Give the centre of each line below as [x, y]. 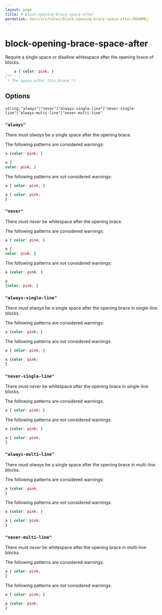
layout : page [19, 10]
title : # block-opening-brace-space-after [49, 14]
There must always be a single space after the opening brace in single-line [81, 308]
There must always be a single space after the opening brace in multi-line [80, 464]
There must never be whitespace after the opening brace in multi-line [76, 548]
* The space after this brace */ [42, 81]
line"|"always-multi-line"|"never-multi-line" [54, 113]
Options [18, 96]
